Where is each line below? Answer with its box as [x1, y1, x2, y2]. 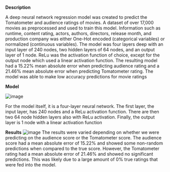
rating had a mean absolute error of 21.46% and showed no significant [5, 151, 154, 157]
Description [5, 5, 31, 10]
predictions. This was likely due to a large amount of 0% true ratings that [5, 156, 158, 162]
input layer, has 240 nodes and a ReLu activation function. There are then [5, 109, 159, 114]
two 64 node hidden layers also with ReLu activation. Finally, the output [5, 114, 155, 120]
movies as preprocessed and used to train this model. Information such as [5, 25, 161, 31]
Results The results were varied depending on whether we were [5, 129, 159, 135]
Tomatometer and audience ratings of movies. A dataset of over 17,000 [5, 20, 154, 25]
